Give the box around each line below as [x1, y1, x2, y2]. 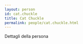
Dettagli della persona [4, 33, 49, 39]
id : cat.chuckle [4, 11, 37, 16]
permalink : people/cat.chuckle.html [4, 20, 79, 25]
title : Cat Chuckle [4, 16, 44, 21]
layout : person [4, 7, 35, 12]
